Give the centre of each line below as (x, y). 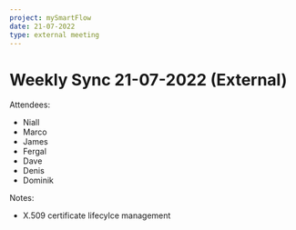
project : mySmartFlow (51, 18)
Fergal (35, 152)
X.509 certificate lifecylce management (97, 215)
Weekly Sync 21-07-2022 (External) (148, 80)
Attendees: (30, 105)
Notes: (22, 198)
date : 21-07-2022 (42, 26)
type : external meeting (55, 35)
